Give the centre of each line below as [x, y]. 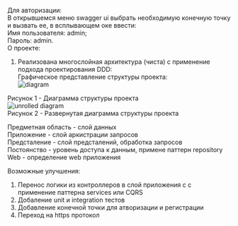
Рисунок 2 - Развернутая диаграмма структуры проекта [93, 113]
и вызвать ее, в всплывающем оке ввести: [72, 25]
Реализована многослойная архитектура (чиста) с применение [114, 62]
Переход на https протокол [59, 215]
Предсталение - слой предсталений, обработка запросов [95, 142]
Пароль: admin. [30, 41]
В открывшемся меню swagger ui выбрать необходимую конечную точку [119, 18]
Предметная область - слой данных [62, 127]
